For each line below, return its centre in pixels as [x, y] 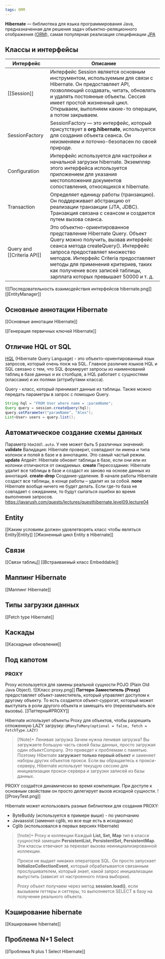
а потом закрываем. [74, 115]
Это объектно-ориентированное [89, 228]
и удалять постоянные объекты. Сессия [98, 97]
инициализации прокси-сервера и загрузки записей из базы [81, 771]
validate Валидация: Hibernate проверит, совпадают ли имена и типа [77, 450]
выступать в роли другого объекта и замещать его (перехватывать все [80, 706]
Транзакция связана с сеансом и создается [103, 213]
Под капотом [26, 660]
